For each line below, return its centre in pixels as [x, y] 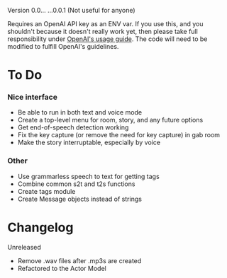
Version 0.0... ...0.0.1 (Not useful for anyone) [72, 10]
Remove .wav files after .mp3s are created [79, 260]
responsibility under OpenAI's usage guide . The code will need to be [107, 39]
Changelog [40, 227]
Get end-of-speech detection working [73, 127]
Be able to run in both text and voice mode [80, 112]
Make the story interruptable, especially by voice [89, 143]
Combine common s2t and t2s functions [76, 184]
